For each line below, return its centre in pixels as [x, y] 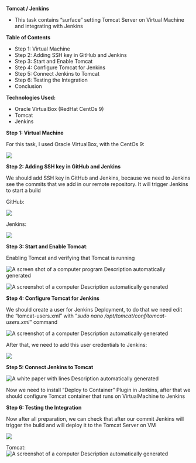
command [45, 322]
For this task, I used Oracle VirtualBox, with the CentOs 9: [75, 144]
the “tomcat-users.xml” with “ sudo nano [55, 316]
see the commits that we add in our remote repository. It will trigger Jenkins [97, 184]
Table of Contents [28, 37]
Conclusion [28, 86]
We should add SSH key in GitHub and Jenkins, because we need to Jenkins [98, 178]
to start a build [23, 190]
